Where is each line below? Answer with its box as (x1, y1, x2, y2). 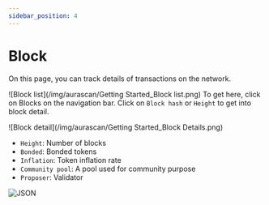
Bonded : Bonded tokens (19, 147, 97, 156)
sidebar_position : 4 (8, 11, 79, 20)
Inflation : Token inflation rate (19, 155, 122, 164)
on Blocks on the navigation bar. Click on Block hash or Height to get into (8, 98, 252, 108)
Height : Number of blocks (19, 138, 107, 147)
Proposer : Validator (19, 172, 83, 182)
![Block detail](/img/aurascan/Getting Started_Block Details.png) (8, 122, 224, 132)
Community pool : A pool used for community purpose (19, 164, 196, 173)
